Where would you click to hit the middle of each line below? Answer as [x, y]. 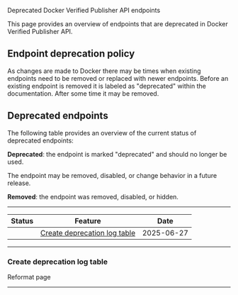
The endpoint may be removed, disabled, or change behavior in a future [112, 175]
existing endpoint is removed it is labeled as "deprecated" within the [107, 86]
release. [19, 183]
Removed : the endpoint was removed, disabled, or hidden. [93, 196]
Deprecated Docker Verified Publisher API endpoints [84, 10]
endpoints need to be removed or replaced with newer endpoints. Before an [118, 78]
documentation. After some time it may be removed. [83, 93]
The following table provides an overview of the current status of [102, 133]
